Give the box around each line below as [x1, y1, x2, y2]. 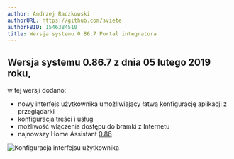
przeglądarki [17, 107, 55, 116]
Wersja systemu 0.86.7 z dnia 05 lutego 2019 [7, 56, 211, 68]
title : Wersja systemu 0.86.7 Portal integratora [7, 30, 157, 37]
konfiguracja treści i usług [17, 114, 94, 124]
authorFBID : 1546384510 [7, 23, 78, 30]
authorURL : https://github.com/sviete [7, 17, 122, 24]
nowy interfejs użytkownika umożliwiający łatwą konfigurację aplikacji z [17, 100, 227, 108]
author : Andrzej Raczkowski [7, 10, 91, 18]
